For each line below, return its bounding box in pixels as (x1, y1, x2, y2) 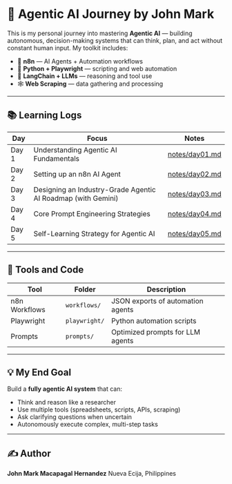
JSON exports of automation (111, 296, 204, 306)
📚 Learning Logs (7, 110, 82, 122)
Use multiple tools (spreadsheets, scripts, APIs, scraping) (17, 405, 181, 414)
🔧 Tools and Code (7, 264, 84, 275)
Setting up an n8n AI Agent (33, 169, 121, 179)
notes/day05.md (167, 229, 222, 238)
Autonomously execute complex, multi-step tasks (17, 420, 159, 429)
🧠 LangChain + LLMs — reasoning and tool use (17, 72, 153, 80)
